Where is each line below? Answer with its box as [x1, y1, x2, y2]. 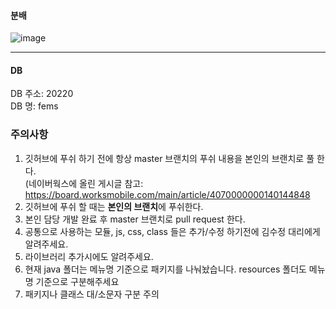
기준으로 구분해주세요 [35, 275, 120, 287]
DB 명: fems [10, 100, 59, 112]
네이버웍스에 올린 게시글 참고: [28, 177, 144, 189]
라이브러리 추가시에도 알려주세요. [24, 250, 154, 262]
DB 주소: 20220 [10, 88, 74, 100]
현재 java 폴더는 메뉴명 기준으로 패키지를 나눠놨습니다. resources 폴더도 [24, 263, 307, 275]
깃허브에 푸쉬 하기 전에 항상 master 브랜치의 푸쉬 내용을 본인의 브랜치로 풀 [24, 152, 315, 164]
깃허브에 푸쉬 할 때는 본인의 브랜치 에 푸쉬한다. [24, 200, 204, 212]
